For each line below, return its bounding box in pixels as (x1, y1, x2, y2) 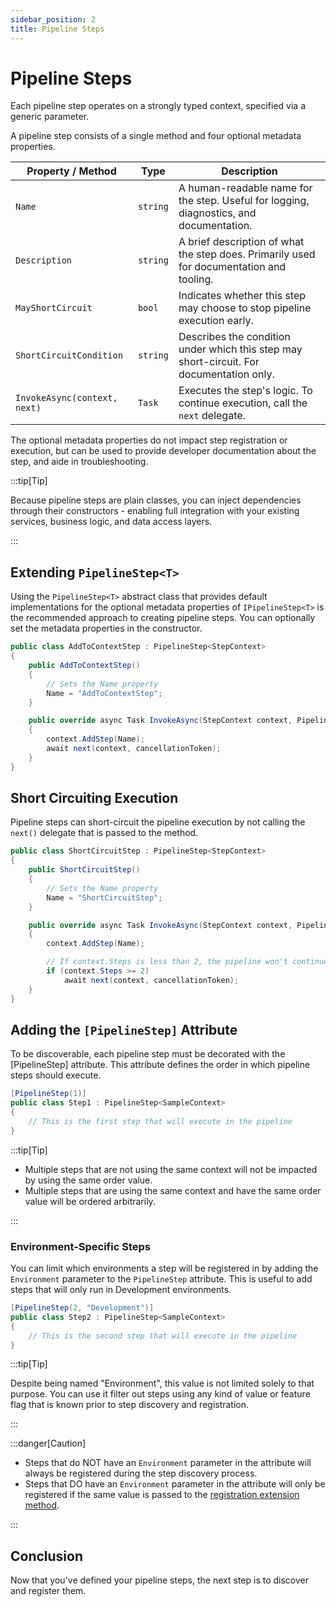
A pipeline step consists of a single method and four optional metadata (10, 130, 302, 142)
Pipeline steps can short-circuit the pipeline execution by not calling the (10, 816, 306, 828)
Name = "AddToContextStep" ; (46, 688, 163, 698)
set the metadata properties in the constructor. (10, 622, 203, 635)
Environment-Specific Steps (10, 1239, 151, 1253)
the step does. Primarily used (178, 247, 316, 261)
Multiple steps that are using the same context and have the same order (24, 1184, 322, 1196)
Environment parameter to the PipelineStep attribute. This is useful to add (10, 1273, 313, 1285)
